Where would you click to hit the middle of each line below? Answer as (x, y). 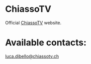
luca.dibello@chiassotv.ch (32, 56)
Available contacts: (46, 43)
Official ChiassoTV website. (33, 23)
